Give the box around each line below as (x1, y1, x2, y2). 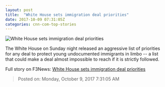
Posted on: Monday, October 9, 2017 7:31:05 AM (17, 76, 120, 82)
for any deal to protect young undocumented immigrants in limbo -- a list (5, 51, 158, 57)
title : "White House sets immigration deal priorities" (5, 12, 129, 17)
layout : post (5, 7, 33, 13)
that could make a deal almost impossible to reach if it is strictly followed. (5, 56, 159, 63)
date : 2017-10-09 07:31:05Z (5, 17, 65, 22)
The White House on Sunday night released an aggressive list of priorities (5, 45, 160, 51)
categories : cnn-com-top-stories (5, 21, 77, 27)
